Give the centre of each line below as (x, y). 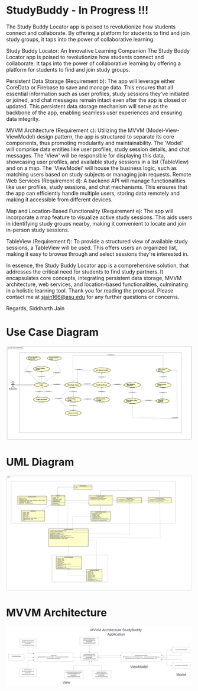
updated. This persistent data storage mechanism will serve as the (87, 106)
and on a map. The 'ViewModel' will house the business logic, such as (92, 168)
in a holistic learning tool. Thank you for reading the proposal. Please (90, 290)
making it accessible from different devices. (59, 200)
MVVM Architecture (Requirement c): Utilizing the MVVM (75, 130)
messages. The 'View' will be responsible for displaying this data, (86, 155)
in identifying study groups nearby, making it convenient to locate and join (96, 223)
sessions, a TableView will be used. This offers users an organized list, (92, 248)
